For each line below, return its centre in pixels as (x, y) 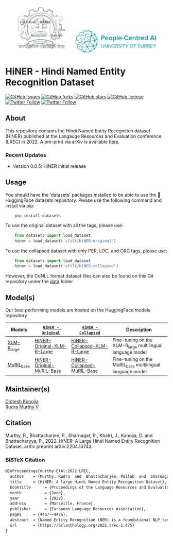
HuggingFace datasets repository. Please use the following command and (84, 200)
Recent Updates (26, 155)
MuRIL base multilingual (136, 365)
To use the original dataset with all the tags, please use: (64, 225)
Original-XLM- (51, 346)
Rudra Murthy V (22, 407)
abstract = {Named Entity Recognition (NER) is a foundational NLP (85, 520)
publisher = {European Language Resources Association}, (78, 509)
